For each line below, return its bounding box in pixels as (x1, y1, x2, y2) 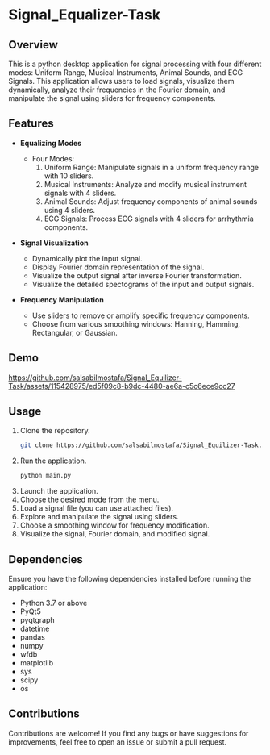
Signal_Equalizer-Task (8, 6, 161, 24)
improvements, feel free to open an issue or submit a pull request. (8, 736, 227, 747)
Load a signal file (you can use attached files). (19, 503, 174, 513)
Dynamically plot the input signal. (31, 253, 143, 263)
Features (8, 117, 54, 131)
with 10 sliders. (44, 171, 94, 181)
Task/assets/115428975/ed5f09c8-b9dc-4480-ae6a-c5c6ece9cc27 (8, 381, 235, 390)
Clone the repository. (19, 426, 90, 436)
